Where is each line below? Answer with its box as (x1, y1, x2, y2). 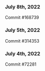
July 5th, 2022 (5, 27, 40, 34)
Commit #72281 (5, 61, 37, 67)
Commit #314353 (5, 38, 40, 44)
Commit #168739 (5, 15, 39, 21)
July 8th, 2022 (5, 3, 40, 10)
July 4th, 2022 (5, 50, 41, 57)
